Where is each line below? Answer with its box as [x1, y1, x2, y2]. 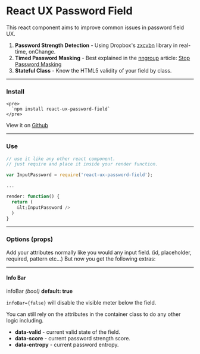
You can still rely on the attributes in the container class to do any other [6, 311, 181, 318]
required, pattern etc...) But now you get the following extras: [6, 255, 156, 262]
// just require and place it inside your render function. [6, 161, 159, 167]
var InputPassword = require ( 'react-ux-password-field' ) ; [6, 172, 153, 178]
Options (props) [6, 235, 54, 243]
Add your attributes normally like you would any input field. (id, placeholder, [6, 249, 192, 256]
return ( [11, 199, 33, 205]
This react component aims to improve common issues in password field [6, 24, 185, 31]
